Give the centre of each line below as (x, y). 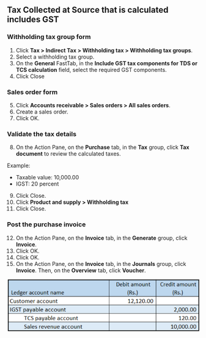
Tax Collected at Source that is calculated (88, 10)
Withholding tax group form (49, 37)
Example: (19, 166)
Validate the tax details (42, 134)
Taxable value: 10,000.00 (47, 178)
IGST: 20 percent (37, 184)
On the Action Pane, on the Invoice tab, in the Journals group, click (101, 264)
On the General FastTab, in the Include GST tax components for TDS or (107, 63)
